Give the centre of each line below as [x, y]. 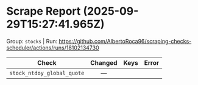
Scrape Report [44, 11]
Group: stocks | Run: [32, 41]
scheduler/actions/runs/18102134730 [53, 48]
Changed [104, 62]
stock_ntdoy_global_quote [47, 73]
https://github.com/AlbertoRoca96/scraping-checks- [125, 41]
